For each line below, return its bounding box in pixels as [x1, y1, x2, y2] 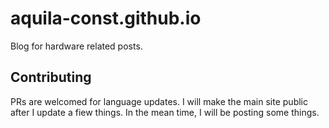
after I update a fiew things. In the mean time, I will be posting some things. [10, 106, 320, 118]
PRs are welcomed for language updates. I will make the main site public [10, 95, 308, 107]
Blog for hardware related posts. [10, 40, 143, 52]
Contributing [10, 69, 92, 86]
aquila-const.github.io [10, 7, 202, 30]
